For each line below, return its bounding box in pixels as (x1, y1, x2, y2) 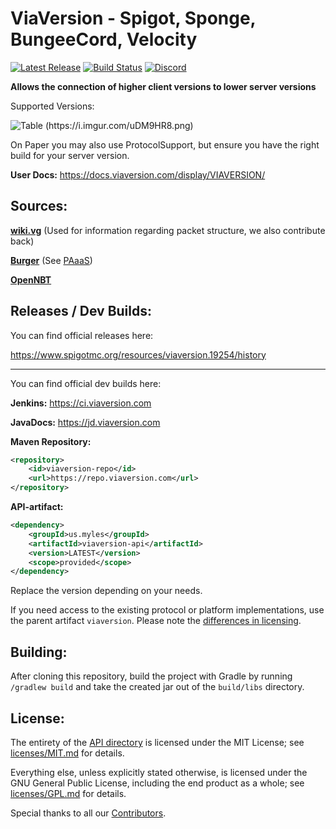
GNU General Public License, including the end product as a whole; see (10, 777, 305, 789)
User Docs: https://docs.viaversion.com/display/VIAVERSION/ (10, 168, 266, 181)
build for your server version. (10, 149, 130, 161)
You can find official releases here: (10, 329, 154, 341)
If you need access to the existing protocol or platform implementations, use (10, 604, 325, 616)
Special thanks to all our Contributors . (10, 807, 167, 819)
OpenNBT (10, 273, 52, 286)
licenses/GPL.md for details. (10, 787, 127, 799)
